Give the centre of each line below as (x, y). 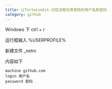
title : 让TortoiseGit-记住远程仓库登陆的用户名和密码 (56, 10)
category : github (23, 14)
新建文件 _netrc (21, 50)
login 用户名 (17, 76)
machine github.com (25, 70)
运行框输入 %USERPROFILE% (36, 40)
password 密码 (19, 81)
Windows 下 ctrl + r (25, 29)
